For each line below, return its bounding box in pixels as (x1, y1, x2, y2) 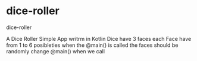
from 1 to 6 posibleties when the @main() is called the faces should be (6, 41, 179, 49)
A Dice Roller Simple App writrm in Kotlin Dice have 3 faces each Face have (6, 35, 192, 42)
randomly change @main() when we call (6, 47, 105, 54)
